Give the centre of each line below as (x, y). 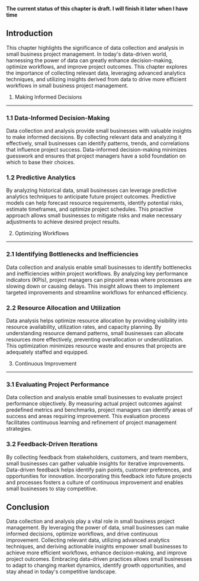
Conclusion (28, 507)
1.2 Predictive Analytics (41, 178)
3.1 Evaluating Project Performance (58, 384)
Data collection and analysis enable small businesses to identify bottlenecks (99, 267)
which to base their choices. (41, 162)
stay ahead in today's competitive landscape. (61, 572)
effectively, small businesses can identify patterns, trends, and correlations (98, 143)
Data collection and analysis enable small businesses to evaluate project (94, 397)
